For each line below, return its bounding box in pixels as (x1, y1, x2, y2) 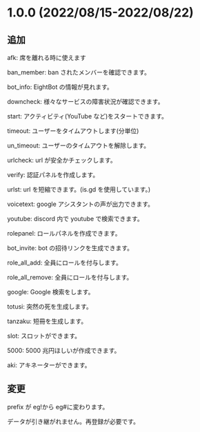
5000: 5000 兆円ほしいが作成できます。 (7, 347, 121, 354)
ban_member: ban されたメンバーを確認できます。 (7, 68, 150, 76)
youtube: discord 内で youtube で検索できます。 (7, 215, 143, 223)
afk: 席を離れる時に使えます (7, 54, 86, 61)
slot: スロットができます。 (7, 332, 81, 340)
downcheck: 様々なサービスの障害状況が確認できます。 (7, 98, 164, 105)
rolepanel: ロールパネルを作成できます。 (7, 229, 121, 237)
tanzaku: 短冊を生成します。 (7, 317, 88, 325)
